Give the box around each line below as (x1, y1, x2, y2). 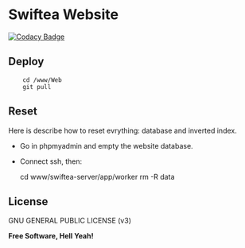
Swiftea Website (8, 6, 119, 24)
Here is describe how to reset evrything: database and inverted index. (8, 126, 237, 135)
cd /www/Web (22, 76, 62, 84)
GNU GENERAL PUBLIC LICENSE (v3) (8, 216, 131, 226)
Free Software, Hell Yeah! (8, 231, 94, 241)
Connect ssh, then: (19, 157, 82, 166)
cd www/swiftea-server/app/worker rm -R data (19, 172, 175, 181)
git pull (22, 83, 52, 91)
